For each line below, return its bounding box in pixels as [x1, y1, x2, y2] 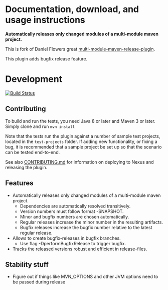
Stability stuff [5, 260, 49, 269]
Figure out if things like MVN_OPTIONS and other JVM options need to [12, 273, 158, 280]
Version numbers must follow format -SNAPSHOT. [20, 208, 124, 214]
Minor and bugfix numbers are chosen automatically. [20, 213, 129, 220]
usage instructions [5, 14, 85, 26]
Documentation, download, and [5, 4, 139, 15]
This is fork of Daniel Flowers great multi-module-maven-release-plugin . [5, 46, 155, 52]
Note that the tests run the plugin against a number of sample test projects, [5, 133, 160, 139]
